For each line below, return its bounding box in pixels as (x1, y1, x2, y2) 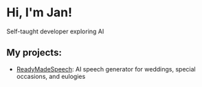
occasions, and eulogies (16, 72, 86, 80)
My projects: (6, 47, 63, 58)
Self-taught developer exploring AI (6, 27, 104, 35)
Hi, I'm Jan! (6, 5, 73, 20)
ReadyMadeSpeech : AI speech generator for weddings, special (16, 65, 197, 73)
